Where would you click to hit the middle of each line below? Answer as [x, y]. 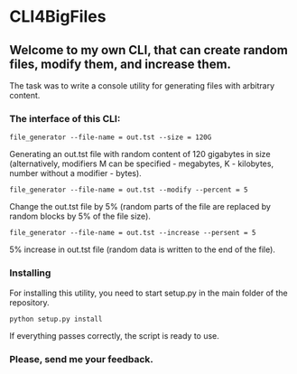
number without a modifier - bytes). [75, 173]
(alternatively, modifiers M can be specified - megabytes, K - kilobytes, [141, 164]
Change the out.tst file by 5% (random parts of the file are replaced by [140, 207]
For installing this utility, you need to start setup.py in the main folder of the [148, 293]
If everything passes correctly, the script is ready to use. [114, 335]
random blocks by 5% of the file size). [80, 216]
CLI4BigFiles [58, 17]
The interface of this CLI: [65, 118]
